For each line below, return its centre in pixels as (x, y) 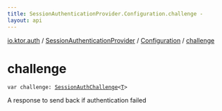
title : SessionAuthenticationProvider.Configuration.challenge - (105, 14)
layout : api (25, 20)
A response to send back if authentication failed (77, 100)
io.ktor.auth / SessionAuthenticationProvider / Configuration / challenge (111, 40)
